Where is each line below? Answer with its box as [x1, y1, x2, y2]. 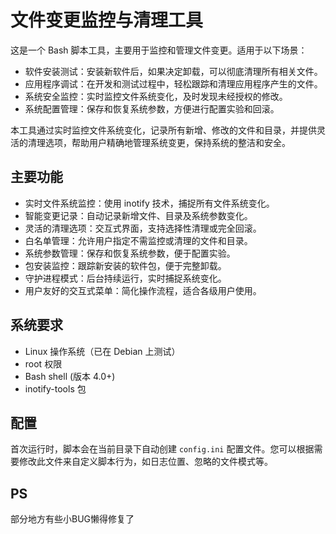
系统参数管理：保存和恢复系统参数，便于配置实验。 [24, 247, 236, 259]
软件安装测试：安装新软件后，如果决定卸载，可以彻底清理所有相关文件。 [24, 65, 323, 77]
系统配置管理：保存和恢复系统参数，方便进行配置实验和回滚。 [24, 102, 280, 115]
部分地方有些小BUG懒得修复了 [10, 513, 135, 525]
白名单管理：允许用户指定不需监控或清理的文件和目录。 [24, 234, 253, 246]
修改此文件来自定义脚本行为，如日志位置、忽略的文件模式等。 [18, 456, 273, 468]
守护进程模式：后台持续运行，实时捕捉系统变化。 [24, 272, 227, 284]
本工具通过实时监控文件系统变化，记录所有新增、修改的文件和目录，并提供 [10, 124, 317, 136]
